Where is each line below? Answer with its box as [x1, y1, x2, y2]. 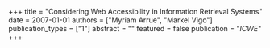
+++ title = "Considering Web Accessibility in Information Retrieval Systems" [8, 7, 263, 16]
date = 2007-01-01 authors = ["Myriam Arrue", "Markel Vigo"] [8, 15, 213, 25]
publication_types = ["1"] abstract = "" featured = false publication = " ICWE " [8, 24, 262, 33]
